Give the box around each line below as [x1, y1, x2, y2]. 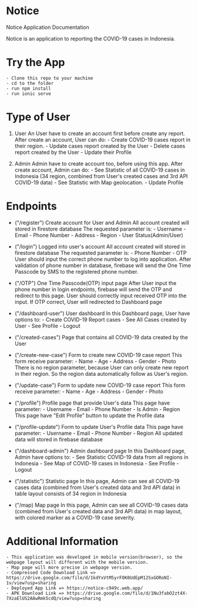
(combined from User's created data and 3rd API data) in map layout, [14, 507, 182, 514]
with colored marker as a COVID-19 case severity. [14, 514, 135, 521]
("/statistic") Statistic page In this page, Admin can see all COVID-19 [14, 477, 180, 484]
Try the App [6, 56, 65, 69]
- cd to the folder [6, 80, 54, 86]
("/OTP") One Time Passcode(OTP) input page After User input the [14, 279, 176, 287]
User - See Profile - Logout [14, 322, 81, 329]
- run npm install [6, 86, 51, 91]
